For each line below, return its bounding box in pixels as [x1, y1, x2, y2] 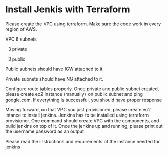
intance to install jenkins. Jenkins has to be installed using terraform [5, 112, 149, 118]
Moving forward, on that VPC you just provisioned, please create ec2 [5, 106, 151, 112]
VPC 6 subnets [5, 36, 37, 42]
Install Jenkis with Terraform [5, 4, 130, 15]
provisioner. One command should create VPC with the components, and [5, 117, 159, 124]
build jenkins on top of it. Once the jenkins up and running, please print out [5, 123, 163, 129]
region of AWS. [5, 26, 37, 32]
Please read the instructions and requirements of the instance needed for [5, 138, 160, 144]
